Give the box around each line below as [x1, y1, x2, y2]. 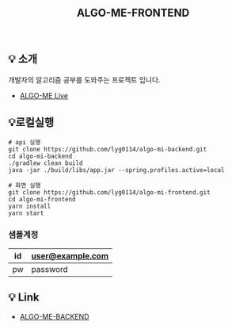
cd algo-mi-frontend [8, 196, 77, 204]
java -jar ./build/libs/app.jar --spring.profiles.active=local [8, 166, 225, 174]
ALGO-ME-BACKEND [19, 312, 89, 321]
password [31, 263, 69, 274]
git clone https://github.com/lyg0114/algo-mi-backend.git [8, 146, 207, 154]
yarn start [8, 209, 44, 217]
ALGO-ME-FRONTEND [76, 6, 190, 20]
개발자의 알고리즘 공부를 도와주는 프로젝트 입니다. [8, 75, 161, 84]
